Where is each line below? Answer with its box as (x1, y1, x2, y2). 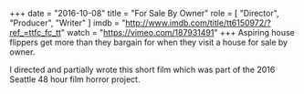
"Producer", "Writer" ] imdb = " (9, 17, 126, 28)
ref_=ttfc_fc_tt (9, 27, 62, 37)
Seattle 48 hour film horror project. (9, 74, 141, 85)
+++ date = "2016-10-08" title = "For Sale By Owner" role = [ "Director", (9, 8, 280, 18)
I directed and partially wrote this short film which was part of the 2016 (9, 64, 276, 75)
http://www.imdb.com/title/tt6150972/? (125, 17, 271, 28)
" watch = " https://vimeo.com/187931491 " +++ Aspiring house (60, 27, 295, 37)
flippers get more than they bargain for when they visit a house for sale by (9, 37, 288, 47)
